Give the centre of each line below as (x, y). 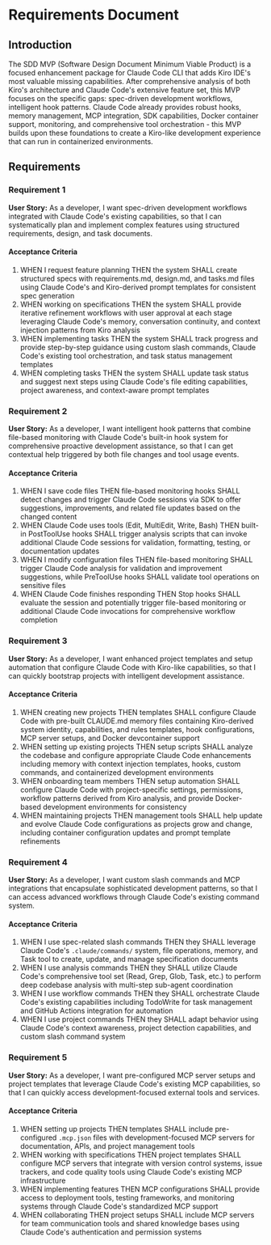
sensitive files (43, 586)
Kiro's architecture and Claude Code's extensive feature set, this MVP (124, 90)
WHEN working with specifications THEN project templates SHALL (131, 1154)
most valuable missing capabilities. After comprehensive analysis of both (129, 81)
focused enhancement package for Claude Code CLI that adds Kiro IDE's (130, 73)
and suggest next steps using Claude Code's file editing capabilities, (134, 381)
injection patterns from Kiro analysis (80, 330)
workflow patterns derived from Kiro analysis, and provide (117, 798)
